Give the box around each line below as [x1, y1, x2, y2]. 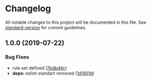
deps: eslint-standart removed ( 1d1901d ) [12, 70, 95, 76]
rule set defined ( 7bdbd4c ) [12, 65, 67, 71]
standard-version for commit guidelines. [5, 24, 87, 30]
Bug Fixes [5, 54, 30, 61]
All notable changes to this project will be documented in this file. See [5, 19, 147, 25]
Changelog [5, 3, 51, 14]
